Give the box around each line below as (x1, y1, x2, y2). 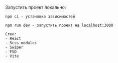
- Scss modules (5, 40, 37, 45)
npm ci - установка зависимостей (5, 14, 75, 19)
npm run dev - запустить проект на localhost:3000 (5, 23, 113, 28)
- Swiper (5, 45, 24, 50)
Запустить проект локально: (5, 5, 66, 10)
